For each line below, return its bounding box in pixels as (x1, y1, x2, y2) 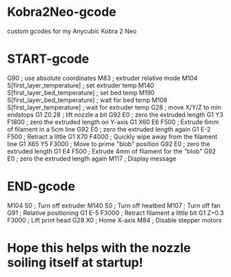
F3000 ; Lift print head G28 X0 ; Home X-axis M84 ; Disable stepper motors (7, 216, 222, 224)
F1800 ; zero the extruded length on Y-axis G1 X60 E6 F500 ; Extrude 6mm (7, 118, 219, 126)
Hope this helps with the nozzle (7, 240, 191, 256)
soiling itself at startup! (7, 255, 143, 270)
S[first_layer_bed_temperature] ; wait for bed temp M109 (7, 96, 168, 104)
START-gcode (7, 51, 90, 67)
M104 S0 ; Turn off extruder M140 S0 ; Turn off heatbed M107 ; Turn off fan (7, 201, 221, 209)
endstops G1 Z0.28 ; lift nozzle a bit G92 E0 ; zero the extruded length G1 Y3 (7, 110, 224, 119)
